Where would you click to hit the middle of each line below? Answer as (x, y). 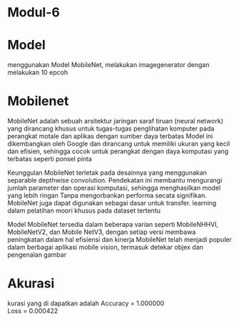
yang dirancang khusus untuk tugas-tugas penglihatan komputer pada (111, 128)
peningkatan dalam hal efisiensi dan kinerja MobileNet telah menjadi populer (119, 240)
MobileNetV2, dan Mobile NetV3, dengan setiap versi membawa (102, 232)
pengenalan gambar (37, 255)
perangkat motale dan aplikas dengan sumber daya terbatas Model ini (110, 136)
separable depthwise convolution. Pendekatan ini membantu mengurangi (115, 180)
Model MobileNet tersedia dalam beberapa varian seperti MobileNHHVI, (113, 225)
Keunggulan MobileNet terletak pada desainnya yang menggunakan (107, 173)
